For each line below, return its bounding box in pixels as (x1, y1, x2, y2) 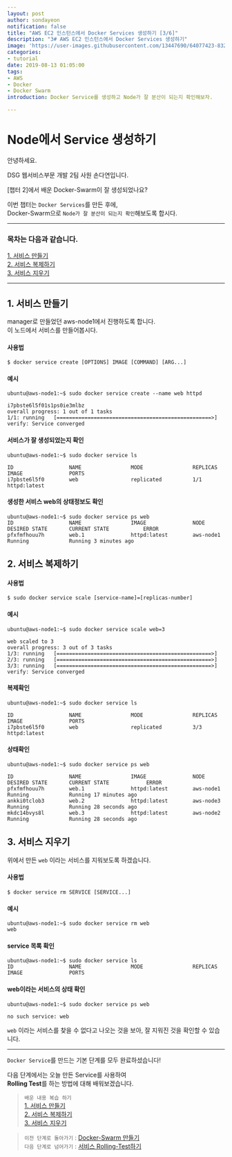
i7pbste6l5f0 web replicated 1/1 (7, 476, 202, 483)
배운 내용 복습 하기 (23, 1094, 72, 1102)
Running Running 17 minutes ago (7, 791, 137, 799)
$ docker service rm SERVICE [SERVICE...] (7, 889, 131, 896)
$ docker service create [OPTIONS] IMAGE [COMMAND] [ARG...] (7, 359, 187, 366)
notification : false (7, 23, 67, 30)
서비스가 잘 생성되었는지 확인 (7, 436, 84, 444)
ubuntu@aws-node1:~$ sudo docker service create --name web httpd (7, 390, 202, 397)
